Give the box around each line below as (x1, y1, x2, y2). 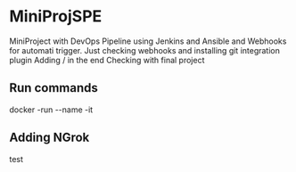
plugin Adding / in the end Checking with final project (9, 54, 205, 65)
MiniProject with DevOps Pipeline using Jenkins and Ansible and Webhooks (9, 36, 287, 46)
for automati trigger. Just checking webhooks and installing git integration (9, 45, 281, 55)
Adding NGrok (9, 130, 90, 145)
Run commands (9, 80, 98, 95)
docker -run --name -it (9, 104, 94, 115)
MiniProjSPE (9, 6, 103, 27)
